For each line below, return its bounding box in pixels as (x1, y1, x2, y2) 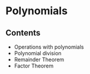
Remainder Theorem (14, 56, 65, 63)
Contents (5, 28, 41, 38)
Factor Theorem (14, 62, 54, 69)
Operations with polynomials (14, 43, 84, 50)
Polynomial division (14, 50, 62, 57)
